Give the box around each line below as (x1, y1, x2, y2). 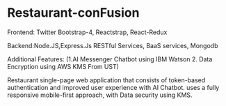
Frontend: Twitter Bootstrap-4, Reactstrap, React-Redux (7, 28, 168, 36)
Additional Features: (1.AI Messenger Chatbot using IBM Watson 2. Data (7, 54, 213, 63)
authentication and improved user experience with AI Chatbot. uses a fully (7, 83, 220, 91)
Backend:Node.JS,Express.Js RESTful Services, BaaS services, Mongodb (7, 41, 218, 50)
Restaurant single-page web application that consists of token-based (7, 75, 206, 84)
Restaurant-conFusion (7, 5, 140, 21)
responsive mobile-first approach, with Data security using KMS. (7, 91, 193, 99)
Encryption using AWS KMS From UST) (7, 62, 120, 70)
